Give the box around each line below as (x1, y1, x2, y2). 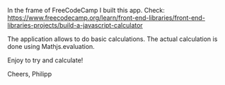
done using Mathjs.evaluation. (7, 42, 96, 50)
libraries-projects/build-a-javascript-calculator (7, 21, 143, 29)
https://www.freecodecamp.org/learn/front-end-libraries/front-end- (7, 13, 205, 22)
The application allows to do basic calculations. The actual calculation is (7, 35, 218, 43)
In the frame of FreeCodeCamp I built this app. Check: (7, 6, 165, 14)
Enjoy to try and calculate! (7, 56, 83, 64)
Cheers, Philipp (7, 70, 52, 78)
